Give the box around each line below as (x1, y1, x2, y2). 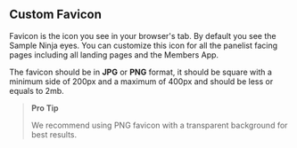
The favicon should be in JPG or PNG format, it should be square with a (9, 66, 272, 77)
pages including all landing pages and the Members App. (9, 49, 219, 60)
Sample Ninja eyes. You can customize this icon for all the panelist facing (9, 40, 278, 51)
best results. (30, 129, 78, 140)
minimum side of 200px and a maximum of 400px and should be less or (9, 75, 274, 87)
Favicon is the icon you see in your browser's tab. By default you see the (9, 30, 276, 41)
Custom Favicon (9, 7, 103, 22)
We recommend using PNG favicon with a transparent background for (30, 120, 288, 130)
